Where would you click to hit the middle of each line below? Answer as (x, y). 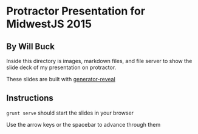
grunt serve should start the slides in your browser (70, 113)
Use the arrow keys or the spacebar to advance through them (84, 124)
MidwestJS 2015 (49, 24)
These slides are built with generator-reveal (61, 79)
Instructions (30, 98)
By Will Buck (30, 46)
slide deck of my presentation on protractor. (61, 67)
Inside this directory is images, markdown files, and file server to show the (99, 61)
